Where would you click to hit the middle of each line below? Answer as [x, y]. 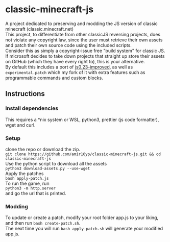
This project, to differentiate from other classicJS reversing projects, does [83, 34]
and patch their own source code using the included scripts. [68, 45]
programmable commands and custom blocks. [54, 78]
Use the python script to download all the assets [56, 163]
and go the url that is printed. [36, 193]
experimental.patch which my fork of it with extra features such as [75, 72]
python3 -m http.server [31, 188]
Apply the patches [25, 173]
